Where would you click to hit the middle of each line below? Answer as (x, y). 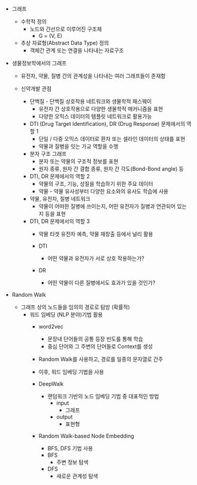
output (64, 417)
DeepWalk (51, 384)
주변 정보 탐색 (72, 462)
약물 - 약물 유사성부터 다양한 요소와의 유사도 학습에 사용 (104, 191)
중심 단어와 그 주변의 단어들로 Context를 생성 (100, 346)
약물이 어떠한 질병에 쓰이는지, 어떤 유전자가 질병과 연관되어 (107, 206)
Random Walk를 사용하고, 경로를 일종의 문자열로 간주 (101, 359)
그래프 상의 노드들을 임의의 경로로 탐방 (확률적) (75, 307)
